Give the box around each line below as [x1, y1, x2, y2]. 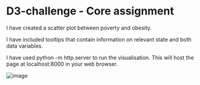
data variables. [6, 42, 44, 49]
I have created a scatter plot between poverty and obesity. [6, 24, 152, 31]
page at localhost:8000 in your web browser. [6, 60, 118, 68]
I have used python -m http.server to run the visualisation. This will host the [6, 54, 195, 61]
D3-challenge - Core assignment [6, 4, 174, 18]
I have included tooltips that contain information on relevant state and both [6, 36, 192, 43]
